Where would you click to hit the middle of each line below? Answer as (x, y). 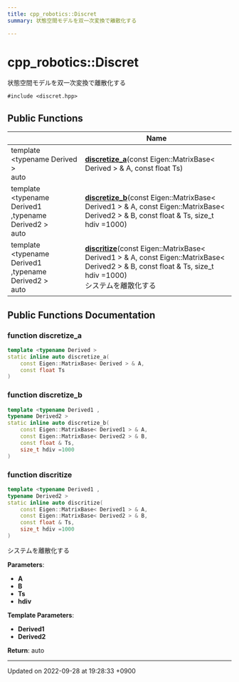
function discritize (40, 474)
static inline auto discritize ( (55, 503)
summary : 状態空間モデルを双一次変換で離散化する (72, 21)
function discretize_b (45, 395)
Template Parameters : (41, 615)
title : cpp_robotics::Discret (52, 14)
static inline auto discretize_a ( (59, 357)
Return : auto (26, 650)
